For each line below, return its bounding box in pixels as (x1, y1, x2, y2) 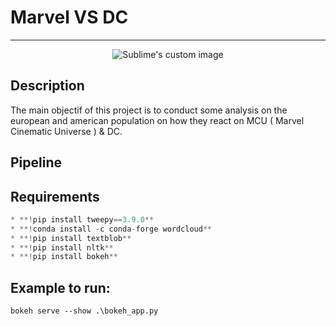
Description (10, 77, 85, 95)
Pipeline (10, 154, 63, 171)
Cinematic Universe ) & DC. (10, 125, 123, 137)
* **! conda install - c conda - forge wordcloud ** (10, 224, 213, 234)
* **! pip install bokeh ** (10, 252, 118, 262)
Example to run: (10, 279, 111, 296)
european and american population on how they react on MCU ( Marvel (10, 114, 305, 126)
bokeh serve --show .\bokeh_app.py (10, 306, 159, 316)
